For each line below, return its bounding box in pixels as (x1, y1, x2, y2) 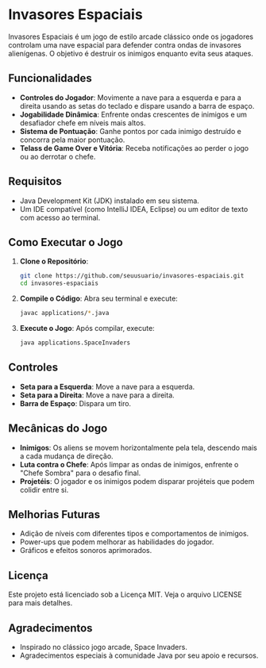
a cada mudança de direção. (19, 451, 114, 461)
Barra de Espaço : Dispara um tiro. (19, 398, 132, 408)
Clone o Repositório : (19, 256, 89, 267)
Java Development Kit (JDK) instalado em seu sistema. (19, 196, 200, 205)
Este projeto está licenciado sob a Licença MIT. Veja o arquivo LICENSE (8, 589, 242, 600)
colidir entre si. (19, 485, 69, 494)
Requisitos (8, 175, 62, 188)
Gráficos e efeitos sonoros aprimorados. (19, 546, 152, 555)
